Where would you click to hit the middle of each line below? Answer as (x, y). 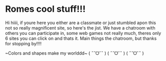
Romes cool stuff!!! (45, 9)
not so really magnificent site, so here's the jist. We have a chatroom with (80, 28)
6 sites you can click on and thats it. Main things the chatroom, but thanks (81, 38)
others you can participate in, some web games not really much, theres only (83, 33)
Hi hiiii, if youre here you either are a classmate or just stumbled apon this (81, 23)
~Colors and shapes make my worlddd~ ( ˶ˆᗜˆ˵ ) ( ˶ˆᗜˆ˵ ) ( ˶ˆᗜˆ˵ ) (75, 53)
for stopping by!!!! (23, 43)
